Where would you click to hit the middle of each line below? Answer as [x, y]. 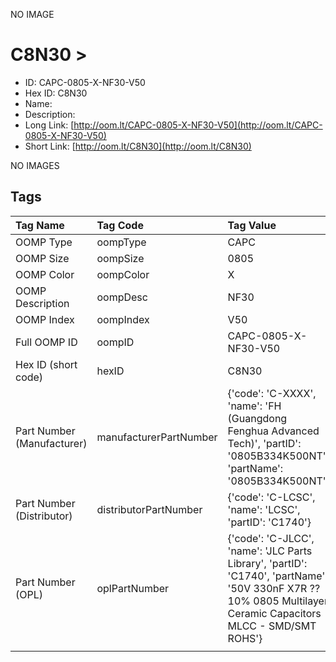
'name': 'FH [254, 406]
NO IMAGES [35, 165]
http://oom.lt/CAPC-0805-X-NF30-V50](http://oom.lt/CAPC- [198, 125]
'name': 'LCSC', [264, 509]
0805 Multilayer [290, 601]
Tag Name [40, 225]
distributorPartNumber [149, 509]
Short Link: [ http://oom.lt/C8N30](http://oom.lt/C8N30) [138, 146]
